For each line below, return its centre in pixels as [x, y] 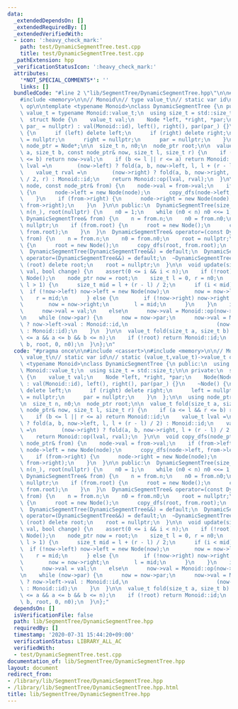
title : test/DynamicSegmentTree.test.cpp [82, 54]
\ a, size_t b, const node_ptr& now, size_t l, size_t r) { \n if [123, 153]
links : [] [35, 87]
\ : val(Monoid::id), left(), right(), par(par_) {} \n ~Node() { [123, 384]
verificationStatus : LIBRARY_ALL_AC [68, 642]
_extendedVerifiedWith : [49, 34]
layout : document [33, 668]
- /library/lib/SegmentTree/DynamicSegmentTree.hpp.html [93, 688]
